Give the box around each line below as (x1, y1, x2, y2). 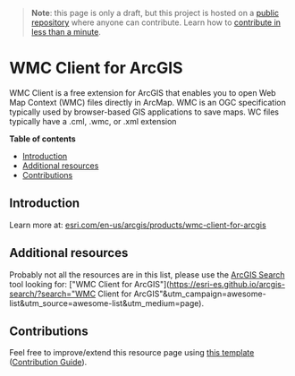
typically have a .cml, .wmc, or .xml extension (9, 115, 177, 126)
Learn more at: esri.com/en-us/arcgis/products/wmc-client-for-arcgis (9, 219, 266, 230)
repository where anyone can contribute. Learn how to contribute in (30, 17, 282, 28)
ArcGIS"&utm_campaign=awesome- (133, 288, 266, 299)
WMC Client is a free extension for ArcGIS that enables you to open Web (9, 87, 276, 98)
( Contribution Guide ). (9, 357, 88, 368)
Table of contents (9, 133, 76, 144)
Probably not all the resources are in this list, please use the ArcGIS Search (9, 269, 285, 280)
